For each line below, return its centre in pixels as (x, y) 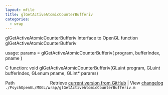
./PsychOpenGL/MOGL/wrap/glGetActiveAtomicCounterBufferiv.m (70, 88)
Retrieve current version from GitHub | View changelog (107, 83)
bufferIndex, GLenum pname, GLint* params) (52, 73)
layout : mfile (20, 10)
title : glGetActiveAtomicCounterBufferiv (49, 14)
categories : (18, 19)
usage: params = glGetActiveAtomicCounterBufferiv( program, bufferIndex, (83, 53)
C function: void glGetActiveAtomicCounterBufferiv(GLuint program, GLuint (83, 68)
